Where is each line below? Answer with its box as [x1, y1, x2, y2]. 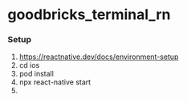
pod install [18, 69, 54, 79]
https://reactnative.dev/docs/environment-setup [18, 52, 179, 61]
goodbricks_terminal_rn [7, 6, 171, 24]
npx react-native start [18, 77, 91, 87]
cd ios [18, 61, 40, 70]
